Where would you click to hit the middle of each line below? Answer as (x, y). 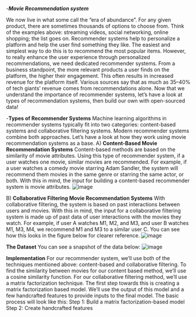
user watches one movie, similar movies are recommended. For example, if (97, 162)
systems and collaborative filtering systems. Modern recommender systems (98, 131)
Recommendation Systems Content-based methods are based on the (91, 149)
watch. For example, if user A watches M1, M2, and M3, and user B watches (97, 223)
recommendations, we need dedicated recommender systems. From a (91, 63)
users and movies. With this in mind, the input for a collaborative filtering (94, 211)
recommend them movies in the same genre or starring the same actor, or (95, 174)
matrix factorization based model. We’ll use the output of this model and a (95, 289)
